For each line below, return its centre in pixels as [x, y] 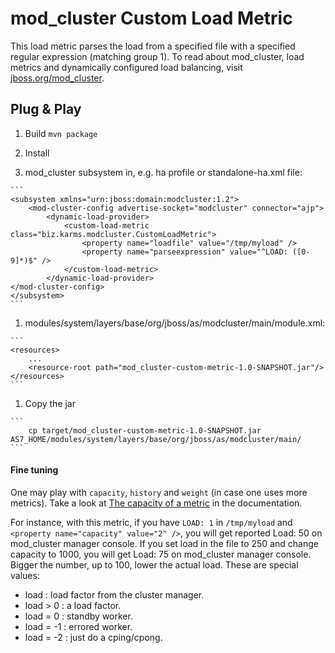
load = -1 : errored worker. [78, 626]
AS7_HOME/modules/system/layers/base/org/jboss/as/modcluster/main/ [156, 439]
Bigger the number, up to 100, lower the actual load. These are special [154, 564]
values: [25, 575]
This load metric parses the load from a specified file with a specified [153, 46]
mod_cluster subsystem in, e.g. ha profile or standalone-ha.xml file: [163, 172]
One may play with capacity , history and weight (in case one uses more [159, 492]
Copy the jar [50, 403]
